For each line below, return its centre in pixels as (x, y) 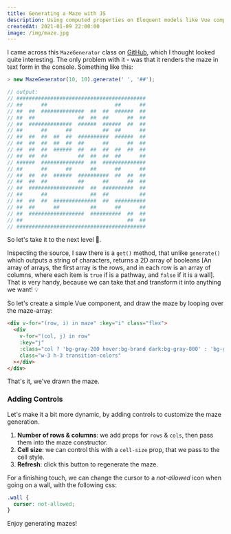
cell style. (31, 457)
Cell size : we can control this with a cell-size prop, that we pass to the (118, 449)
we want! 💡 (23, 289)
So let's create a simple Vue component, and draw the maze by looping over (115, 303)
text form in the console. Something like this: (70, 67)
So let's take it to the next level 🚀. (54, 240)
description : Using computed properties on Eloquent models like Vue (109, 20)
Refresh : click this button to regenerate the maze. (88, 464)
